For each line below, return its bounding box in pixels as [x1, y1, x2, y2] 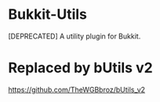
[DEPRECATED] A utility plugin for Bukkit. [8, 31, 141, 41]
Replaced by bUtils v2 [8, 59, 153, 77]
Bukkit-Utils [8, 5, 88, 24]
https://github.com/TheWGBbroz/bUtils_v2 [8, 85, 146, 94]
